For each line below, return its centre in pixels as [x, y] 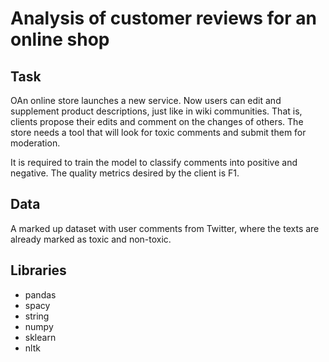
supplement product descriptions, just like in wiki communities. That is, [156, 111]
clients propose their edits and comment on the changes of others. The [157, 121]
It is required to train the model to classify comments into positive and [154, 162]
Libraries [38, 270]
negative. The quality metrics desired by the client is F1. [125, 173]
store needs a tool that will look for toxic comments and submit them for [158, 132]
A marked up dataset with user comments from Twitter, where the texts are [165, 228]
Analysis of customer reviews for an [163, 18]
